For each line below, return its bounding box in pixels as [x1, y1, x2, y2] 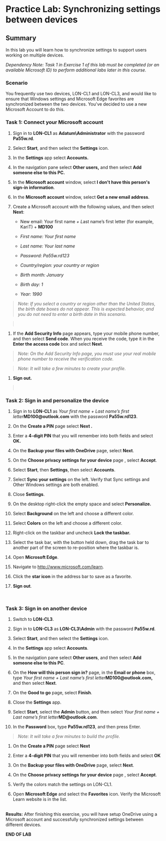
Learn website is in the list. [12, 796, 67, 802]
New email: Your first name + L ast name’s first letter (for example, [20, 218, 154, 224]
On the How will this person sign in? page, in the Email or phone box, [12, 669, 156, 675]
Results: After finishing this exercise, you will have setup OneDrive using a [5, 811, 158, 817]
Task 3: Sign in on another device [5, 605, 87, 612]
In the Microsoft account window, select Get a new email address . [12, 194, 150, 200]
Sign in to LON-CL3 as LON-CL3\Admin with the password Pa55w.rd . [12, 626, 156, 632]
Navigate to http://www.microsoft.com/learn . [12, 564, 104, 570]
